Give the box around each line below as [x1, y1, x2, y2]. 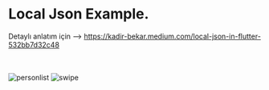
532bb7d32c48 [8, 39, 60, 49]
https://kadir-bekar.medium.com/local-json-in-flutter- [84, 31, 261, 41]
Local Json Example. [8, 5, 149, 23]
